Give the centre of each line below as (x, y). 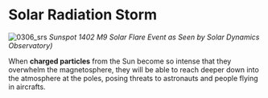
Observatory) (31, 45)
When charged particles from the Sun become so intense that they (120, 61)
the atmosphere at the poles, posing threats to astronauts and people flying (133, 78)
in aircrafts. (27, 87)
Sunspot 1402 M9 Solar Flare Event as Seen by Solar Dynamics (154, 37)
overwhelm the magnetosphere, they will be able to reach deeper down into (134, 69)
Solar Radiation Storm (83, 15)
